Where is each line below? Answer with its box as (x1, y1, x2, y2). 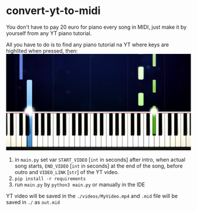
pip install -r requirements (14, 176, 86, 182)
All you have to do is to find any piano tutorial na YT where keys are (6, 41, 169, 48)
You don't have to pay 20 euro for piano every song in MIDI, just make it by (6, 23, 187, 30)
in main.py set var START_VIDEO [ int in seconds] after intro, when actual (14, 156, 186, 164)
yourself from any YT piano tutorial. (6, 29, 92, 36)
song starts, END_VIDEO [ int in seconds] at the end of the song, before (14, 162, 183, 169)
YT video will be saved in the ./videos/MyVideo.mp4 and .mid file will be (6, 192, 178, 200)
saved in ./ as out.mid (6, 199, 60, 206)
